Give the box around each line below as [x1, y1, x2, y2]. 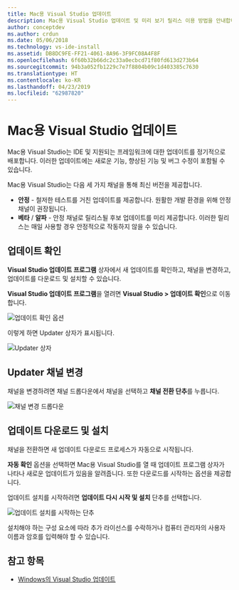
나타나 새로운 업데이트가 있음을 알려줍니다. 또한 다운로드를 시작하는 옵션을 [7, 469, 213, 478]
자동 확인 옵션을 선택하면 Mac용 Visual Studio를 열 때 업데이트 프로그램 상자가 [7, 460, 225, 468]
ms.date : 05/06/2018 [7, 37, 69, 44]
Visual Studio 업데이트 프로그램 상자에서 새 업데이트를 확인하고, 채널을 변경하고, [7, 265, 231, 274]
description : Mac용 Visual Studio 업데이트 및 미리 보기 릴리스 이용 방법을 [7, 17, 213, 24]
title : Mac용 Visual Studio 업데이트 [7, 10, 112, 18]
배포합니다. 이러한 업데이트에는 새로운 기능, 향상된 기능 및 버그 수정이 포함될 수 [7, 157, 225, 165]
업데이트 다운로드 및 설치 [7, 425, 109, 437]
